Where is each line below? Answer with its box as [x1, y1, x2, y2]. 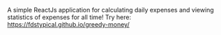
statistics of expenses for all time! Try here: [7, 13, 131, 21]
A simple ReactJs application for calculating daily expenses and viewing [7, 6, 214, 14]
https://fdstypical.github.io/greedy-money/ [7, 21, 130, 28]
